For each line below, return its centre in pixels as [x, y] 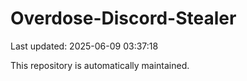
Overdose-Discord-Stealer [123, 18]
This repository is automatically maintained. [100, 65]
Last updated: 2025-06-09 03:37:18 [84, 46]
